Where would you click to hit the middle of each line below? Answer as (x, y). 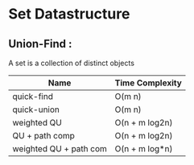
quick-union (36, 109)
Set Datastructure (69, 14)
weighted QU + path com (60, 148)
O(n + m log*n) (144, 148)
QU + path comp (43, 136)
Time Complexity (149, 83)
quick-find (33, 96)
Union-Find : (40, 44)
